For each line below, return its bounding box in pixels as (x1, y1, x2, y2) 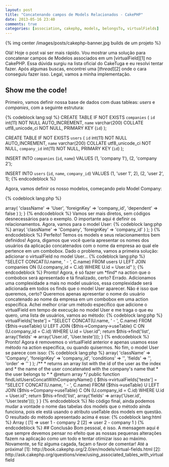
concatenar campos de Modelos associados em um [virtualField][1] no (5, 55, 152, 61)
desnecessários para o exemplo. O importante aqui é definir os (5, 215, 136, 222)
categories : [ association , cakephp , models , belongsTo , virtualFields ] (5, 26, 159, 31)
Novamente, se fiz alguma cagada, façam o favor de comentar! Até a (5, 441, 148, 447)
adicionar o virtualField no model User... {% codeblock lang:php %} (5, 253, 145, 259)
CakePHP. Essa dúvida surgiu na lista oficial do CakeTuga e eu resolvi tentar (5, 61, 163, 67)
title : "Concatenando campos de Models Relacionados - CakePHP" (5, 12, 143, 17)
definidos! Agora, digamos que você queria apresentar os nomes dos (5, 237, 149, 243)
